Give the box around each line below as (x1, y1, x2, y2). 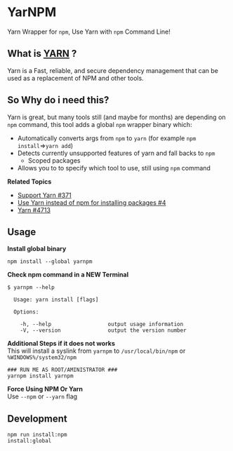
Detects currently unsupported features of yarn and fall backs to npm (17, 149, 215, 157)
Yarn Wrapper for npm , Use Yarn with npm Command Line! (7, 27, 171, 36)
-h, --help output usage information (20, 321, 184, 328)
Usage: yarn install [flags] (13, 296, 99, 304)
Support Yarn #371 (17, 191, 72, 199)
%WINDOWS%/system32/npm (7, 354, 77, 361)
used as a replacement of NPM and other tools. (7, 74, 144, 82)
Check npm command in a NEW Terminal (7, 271, 128, 279)
